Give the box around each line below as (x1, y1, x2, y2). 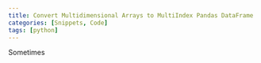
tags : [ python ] (8, 26, 59, 34)
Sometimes (8, 48, 45, 57)
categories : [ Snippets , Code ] (8, 19, 109, 27)
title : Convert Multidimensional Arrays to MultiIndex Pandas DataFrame (8, 11, 254, 20)
